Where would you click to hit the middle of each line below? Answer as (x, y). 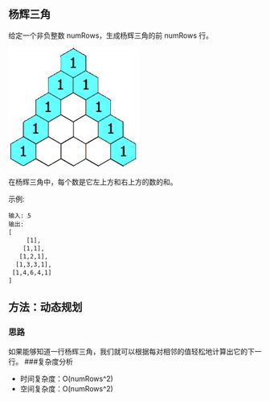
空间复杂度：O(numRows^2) (67, 388)
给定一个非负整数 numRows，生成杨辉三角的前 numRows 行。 (111, 35)
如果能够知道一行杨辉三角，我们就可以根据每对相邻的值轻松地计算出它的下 (131, 351)
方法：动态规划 (45, 307)
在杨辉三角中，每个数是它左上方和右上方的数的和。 (93, 182)
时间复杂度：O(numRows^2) (67, 378)
